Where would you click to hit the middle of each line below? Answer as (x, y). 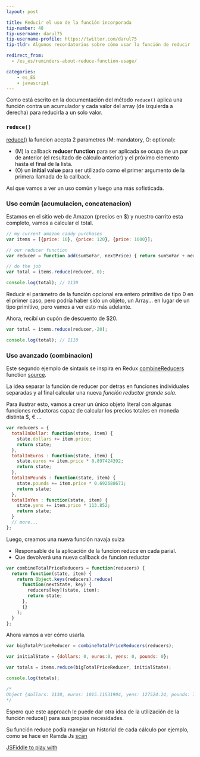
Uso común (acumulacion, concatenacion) (69, 204)
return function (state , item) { (52, 574)
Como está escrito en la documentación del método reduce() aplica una (94, 100)
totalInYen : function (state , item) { (60, 500)
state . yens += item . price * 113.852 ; (64, 506)
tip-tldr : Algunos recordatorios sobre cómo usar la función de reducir (98, 45)
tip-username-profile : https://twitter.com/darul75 (71, 39)
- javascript (33, 83)
